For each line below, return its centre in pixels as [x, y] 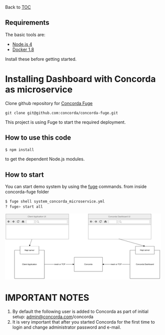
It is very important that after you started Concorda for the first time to [83, 322]
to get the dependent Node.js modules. [45, 159]
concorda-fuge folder [27, 192]
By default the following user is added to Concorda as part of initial [80, 312]
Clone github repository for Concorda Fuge [49, 103]
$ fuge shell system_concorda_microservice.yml [55, 202]
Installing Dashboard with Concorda [81, 79]
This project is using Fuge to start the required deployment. [65, 122]
